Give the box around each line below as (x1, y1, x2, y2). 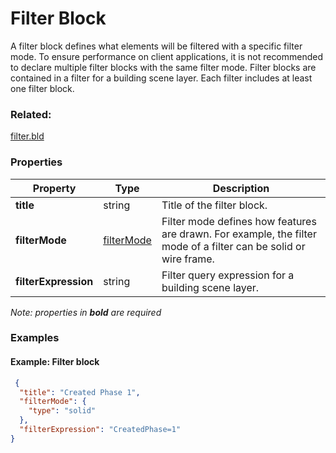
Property (32, 181, 77, 195)
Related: (10, 107, 52, 121)
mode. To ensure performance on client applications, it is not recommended (10, 50, 324, 62)
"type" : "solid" (28, 406, 97, 416)
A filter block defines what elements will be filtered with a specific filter (10, 40, 303, 52)
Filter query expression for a (161, 268, 295, 282)
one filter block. (10, 82, 75, 94)
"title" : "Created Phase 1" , (19, 387, 141, 397)
